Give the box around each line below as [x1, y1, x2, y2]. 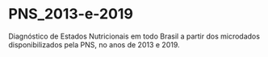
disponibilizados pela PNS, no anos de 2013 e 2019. [8, 39, 180, 49]
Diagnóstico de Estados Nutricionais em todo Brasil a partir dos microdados [8, 31, 261, 41]
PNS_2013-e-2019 [8, 5, 133, 23]
